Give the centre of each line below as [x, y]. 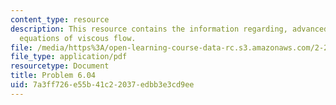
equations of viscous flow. [78, 38]
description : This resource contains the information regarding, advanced [169, 29]
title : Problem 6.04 [53, 76]
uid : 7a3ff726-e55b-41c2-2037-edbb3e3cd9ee [102, 85]
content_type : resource [60, 19]
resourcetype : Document [60, 66]
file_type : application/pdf [69, 57]
